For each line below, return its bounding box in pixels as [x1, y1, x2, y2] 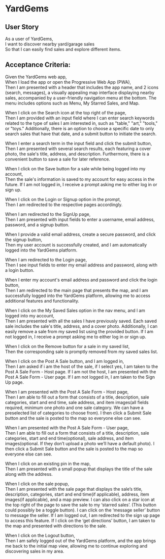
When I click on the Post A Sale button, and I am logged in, [5, 358, 124, 364]
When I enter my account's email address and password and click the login [5, 277, 158, 283]
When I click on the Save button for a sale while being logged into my [5, 165, 146, 171]
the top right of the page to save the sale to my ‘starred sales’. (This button [5, 502, 157, 508]
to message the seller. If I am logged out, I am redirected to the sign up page [5, 512, 160, 518]
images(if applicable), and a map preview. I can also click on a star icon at [5, 496, 155, 503]
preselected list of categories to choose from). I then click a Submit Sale [5, 409, 152, 416]
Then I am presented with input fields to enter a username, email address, [5, 216, 155, 222]
